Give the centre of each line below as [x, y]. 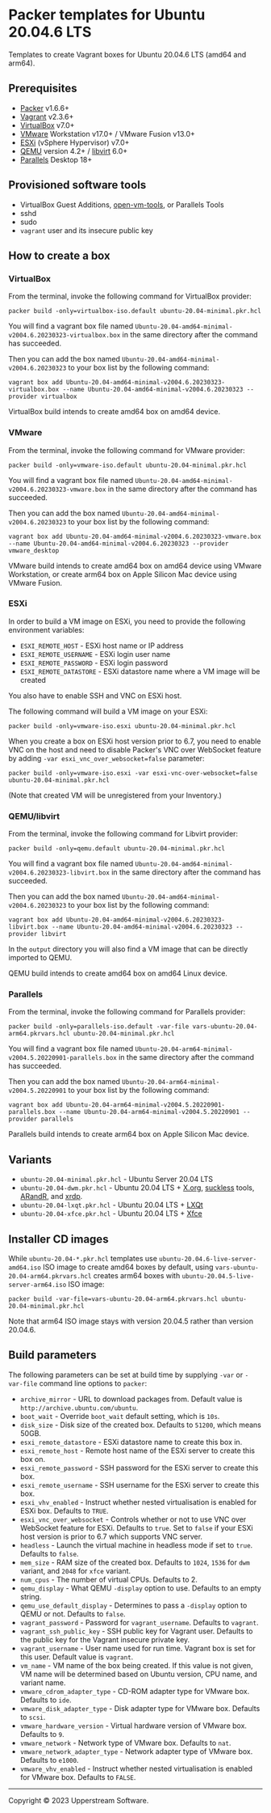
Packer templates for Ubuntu [107, 15]
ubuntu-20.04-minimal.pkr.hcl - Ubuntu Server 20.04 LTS [117, 1180]
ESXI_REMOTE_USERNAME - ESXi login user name [95, 654]
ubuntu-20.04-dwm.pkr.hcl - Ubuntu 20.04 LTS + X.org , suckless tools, [137, 1188]
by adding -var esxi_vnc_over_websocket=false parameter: [106, 758]
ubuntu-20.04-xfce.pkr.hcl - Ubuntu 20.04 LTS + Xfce [111, 1214]
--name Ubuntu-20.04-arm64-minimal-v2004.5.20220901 [150, 1112]
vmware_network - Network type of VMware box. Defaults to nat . [125, 1743]
